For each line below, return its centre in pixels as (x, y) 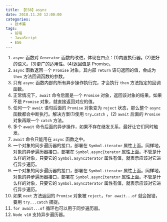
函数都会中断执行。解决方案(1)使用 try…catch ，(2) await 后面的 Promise (86, 114)
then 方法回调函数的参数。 (40, 76)
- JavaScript (24, 38)
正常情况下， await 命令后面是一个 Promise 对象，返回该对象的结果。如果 (87, 95)
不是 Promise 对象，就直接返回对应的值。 (55, 101)
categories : (18, 19)
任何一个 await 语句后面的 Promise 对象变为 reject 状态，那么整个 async (87, 107)
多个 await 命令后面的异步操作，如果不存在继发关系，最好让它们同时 (83, 127)
